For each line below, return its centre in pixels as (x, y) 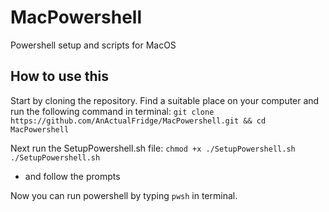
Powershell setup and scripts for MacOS (93, 45)
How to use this (60, 76)
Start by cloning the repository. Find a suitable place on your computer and (165, 100)
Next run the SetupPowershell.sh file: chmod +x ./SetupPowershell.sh (153, 148)
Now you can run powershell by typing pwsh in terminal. (124, 195)
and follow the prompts (72, 176)
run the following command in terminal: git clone (112, 111)
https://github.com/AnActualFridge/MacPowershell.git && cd (138, 121)
